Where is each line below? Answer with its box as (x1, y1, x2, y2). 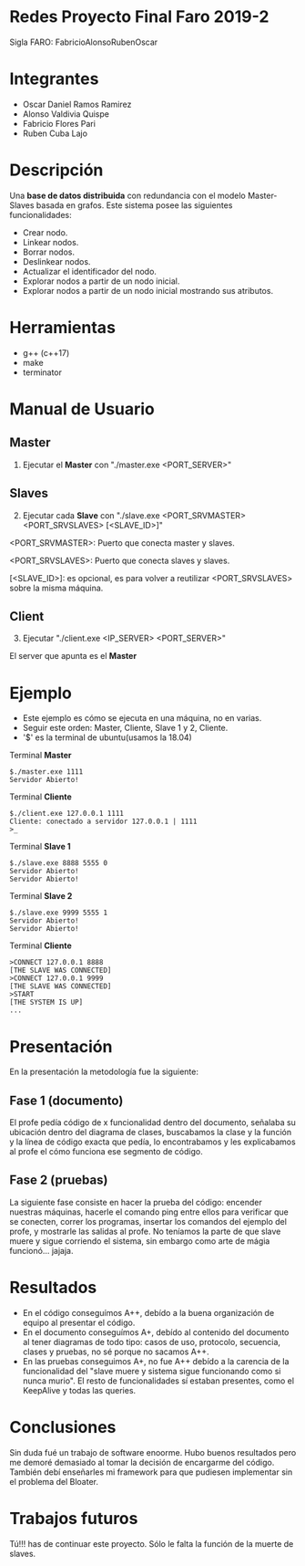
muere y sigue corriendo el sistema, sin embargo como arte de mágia (9, 1235, 270, 1247)
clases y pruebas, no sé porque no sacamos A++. (22, 1346, 209, 1357)
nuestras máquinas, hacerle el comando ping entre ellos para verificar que (9, 1206, 290, 1217)
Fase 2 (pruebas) (9, 1173, 108, 1188)
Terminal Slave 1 (9, 841, 71, 852)
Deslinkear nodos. (22, 256, 91, 266)
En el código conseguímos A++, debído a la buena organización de (22, 1307, 275, 1318)
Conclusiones (9, 1417, 117, 1437)
